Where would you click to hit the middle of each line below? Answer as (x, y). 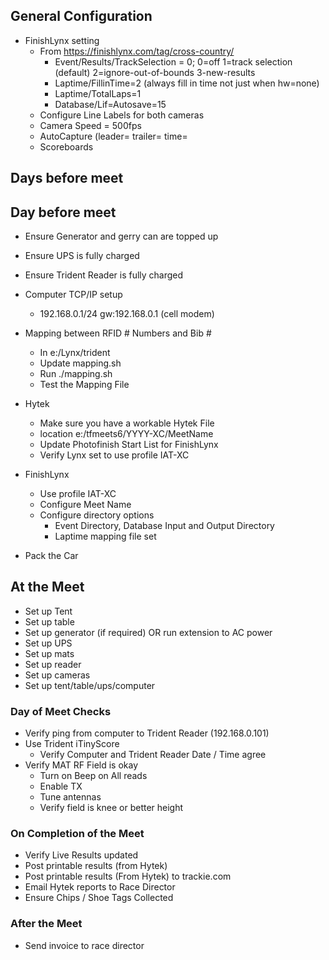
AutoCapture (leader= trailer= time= (113, 136)
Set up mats (49, 653)
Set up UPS (48, 643)
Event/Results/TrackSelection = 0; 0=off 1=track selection (173, 61)
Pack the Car (51, 556)
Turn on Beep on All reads (93, 776)
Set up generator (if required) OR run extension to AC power (148, 632)
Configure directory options (97, 515)
